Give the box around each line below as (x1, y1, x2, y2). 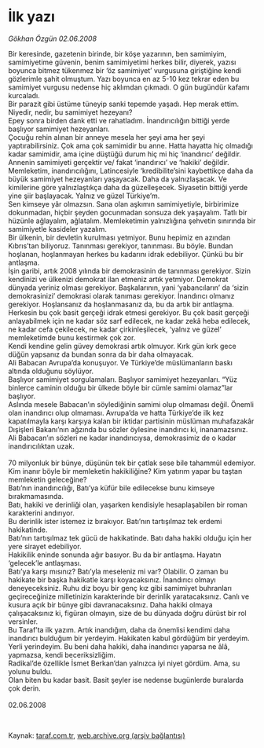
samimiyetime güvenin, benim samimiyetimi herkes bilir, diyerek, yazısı (8, 57, 236, 67)
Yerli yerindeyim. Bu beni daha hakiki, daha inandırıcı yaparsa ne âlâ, (8, 641, 230, 651)
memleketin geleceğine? (8, 475, 87, 484)
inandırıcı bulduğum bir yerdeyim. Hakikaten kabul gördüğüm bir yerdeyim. (8, 633, 250, 643)
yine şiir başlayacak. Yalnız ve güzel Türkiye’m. (8, 191, 160, 200)
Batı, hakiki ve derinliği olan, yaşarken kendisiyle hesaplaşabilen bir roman (8, 500, 247, 509)
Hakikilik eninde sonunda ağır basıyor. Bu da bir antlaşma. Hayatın (8, 550, 222, 559)
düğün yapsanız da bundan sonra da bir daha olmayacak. (8, 350, 194, 359)
